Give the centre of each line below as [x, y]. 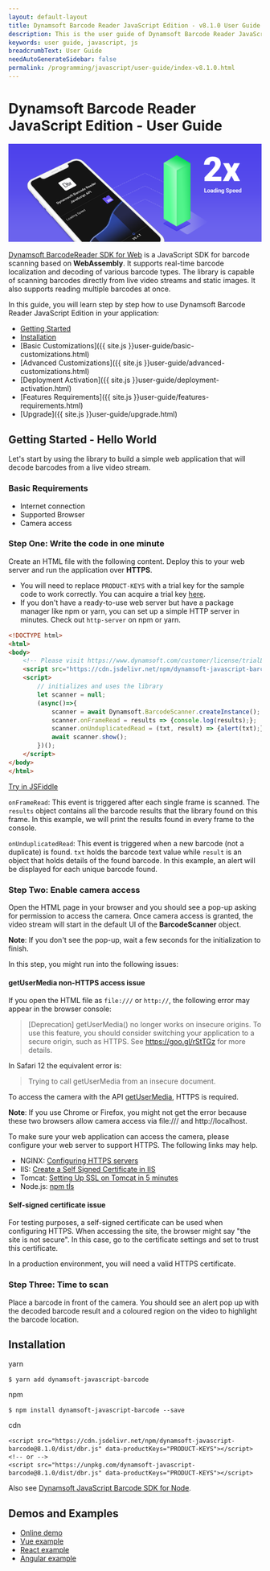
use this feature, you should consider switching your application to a [141, 1033]
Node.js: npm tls [47, 1186]
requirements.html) [51, 405]
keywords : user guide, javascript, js [73, 43]
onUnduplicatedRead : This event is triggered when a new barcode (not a [126, 843]
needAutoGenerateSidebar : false [62, 60]
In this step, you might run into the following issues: [94, 964]
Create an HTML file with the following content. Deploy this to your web [127, 561]
